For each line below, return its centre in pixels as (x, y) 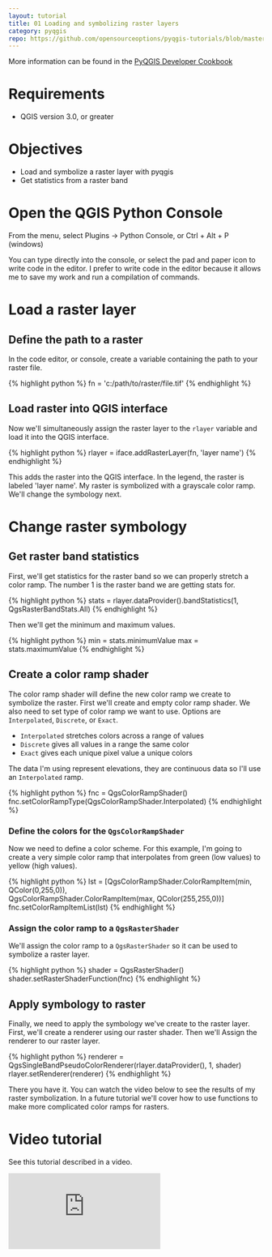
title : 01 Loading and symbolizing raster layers (94, 23)
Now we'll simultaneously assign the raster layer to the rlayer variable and (133, 428)
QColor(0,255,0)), (38, 890)
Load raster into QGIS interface (88, 409)
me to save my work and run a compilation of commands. (104, 277)
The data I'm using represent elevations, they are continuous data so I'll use (135, 768)
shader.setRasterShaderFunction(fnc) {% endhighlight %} (104, 979)
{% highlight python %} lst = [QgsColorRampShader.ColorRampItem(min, (130, 881)
